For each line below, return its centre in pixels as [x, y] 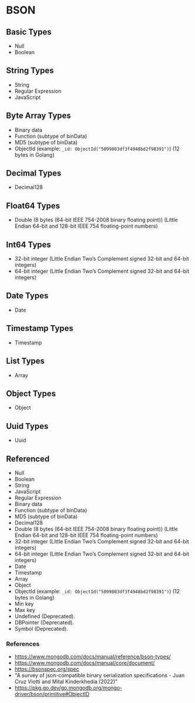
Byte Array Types [39, 116]
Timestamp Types [40, 328]
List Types [25, 361]
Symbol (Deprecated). [41, 628]
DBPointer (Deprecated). [44, 622]
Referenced [28, 459]
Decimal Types [34, 173]
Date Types [27, 296]
